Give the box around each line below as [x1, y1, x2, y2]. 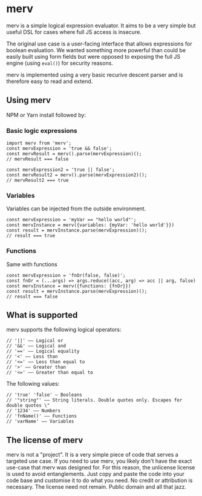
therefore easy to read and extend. [6, 78, 93, 85]
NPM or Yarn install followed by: [6, 111, 86, 118]
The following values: [6, 380, 60, 387]
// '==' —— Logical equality [6, 348, 80, 355]
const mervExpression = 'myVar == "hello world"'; [6, 217, 137, 223]
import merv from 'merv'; [6, 140, 71, 147]
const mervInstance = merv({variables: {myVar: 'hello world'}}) [6, 222, 174, 229]
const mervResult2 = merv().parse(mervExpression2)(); [6, 172, 148, 178]
